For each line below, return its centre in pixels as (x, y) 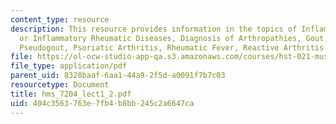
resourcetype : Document (60, 85)
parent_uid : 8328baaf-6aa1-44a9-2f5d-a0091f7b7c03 (118, 76)
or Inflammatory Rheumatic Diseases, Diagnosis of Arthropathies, (160, 38)
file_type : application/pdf (69, 66)
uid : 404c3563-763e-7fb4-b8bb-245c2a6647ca (102, 103)
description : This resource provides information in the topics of (154, 29)
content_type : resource (60, 19)
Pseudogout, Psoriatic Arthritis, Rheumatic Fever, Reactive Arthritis (172, 47)
